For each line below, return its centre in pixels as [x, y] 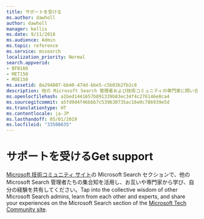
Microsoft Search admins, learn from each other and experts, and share [96, 197]
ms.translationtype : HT [36, 108]
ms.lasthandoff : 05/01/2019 [42, 119]
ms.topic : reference [32, 46]
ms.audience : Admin [31, 40]
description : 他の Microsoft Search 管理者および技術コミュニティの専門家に [96, 91]
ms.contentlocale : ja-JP [38, 113]
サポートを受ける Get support [80, 157]
